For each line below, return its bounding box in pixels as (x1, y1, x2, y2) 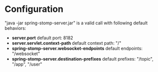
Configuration (4, 3, 64, 15)
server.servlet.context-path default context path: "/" (11, 40, 122, 46)
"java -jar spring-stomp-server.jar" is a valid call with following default (4, 20, 148, 26)
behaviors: (4, 25, 27, 31)
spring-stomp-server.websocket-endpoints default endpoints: (11, 45, 143, 51)
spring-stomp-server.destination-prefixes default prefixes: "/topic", (11, 56, 154, 62)
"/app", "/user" (11, 61, 43, 67)
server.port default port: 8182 (11, 35, 73, 41)
